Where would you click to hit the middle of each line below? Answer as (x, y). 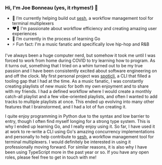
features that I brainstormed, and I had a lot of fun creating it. (66, 107)
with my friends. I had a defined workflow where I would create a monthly (78, 91)
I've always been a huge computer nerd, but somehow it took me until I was (80, 56)
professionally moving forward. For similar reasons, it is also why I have (76, 147)
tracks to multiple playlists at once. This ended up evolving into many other (80, 102)
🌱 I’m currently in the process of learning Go (56, 39)
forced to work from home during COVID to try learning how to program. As (80, 60)
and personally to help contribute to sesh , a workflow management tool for (79, 137)
